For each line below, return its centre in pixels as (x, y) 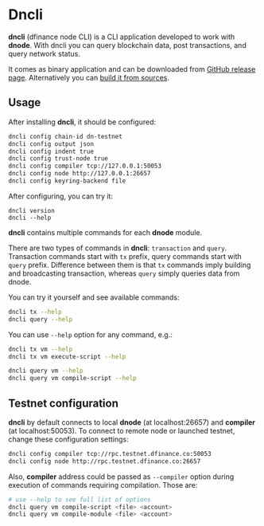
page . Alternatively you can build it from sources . (89, 77)
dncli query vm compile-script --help (72, 379)
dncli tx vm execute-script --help (67, 356)
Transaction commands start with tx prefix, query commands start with (125, 256)
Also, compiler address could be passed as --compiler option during (121, 477)
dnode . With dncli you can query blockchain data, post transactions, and (127, 45)
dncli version (32, 210)
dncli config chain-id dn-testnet (66, 136)
